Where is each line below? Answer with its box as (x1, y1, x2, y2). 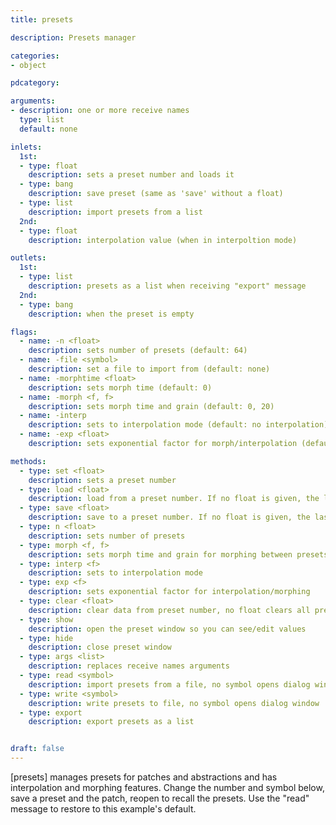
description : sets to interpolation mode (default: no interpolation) (28, 420, 329, 430)
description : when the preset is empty (28, 309, 195, 319)
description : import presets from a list (28, 207, 203, 217)
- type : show (19, 614, 74, 625)
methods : (10, 456, 47, 466)
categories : (10, 51, 60, 61)
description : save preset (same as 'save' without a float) (28, 189, 284, 199)
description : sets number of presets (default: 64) (28, 346, 248, 356)
